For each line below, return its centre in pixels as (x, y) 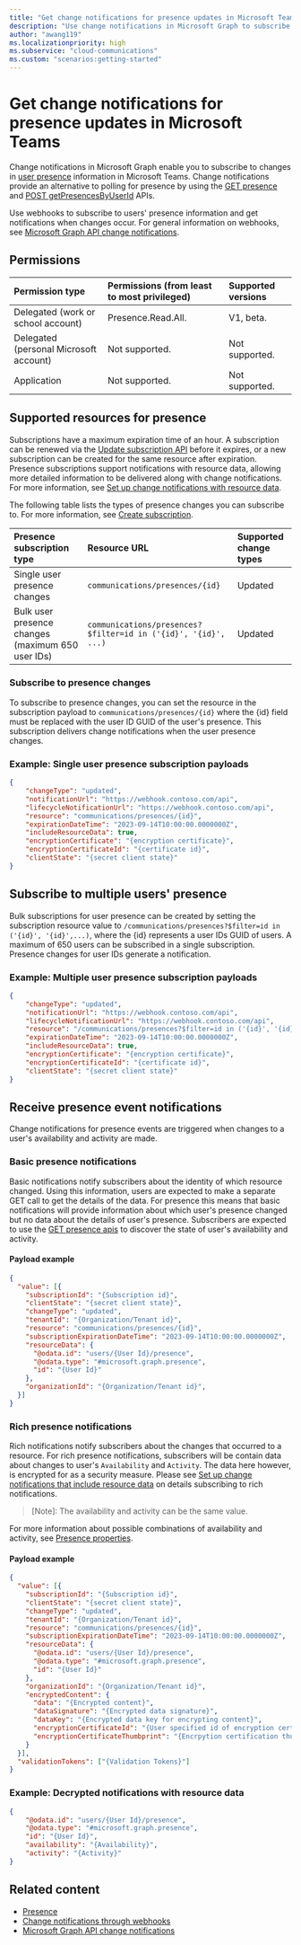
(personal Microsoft (55, 349)
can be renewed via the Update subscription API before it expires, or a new (148, 449)
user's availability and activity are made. (84, 1138)
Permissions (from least (159, 286)
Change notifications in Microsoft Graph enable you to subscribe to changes (150, 166)
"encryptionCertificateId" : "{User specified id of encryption (154, 1728)
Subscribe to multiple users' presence (118, 894)
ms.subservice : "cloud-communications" (84, 51)
